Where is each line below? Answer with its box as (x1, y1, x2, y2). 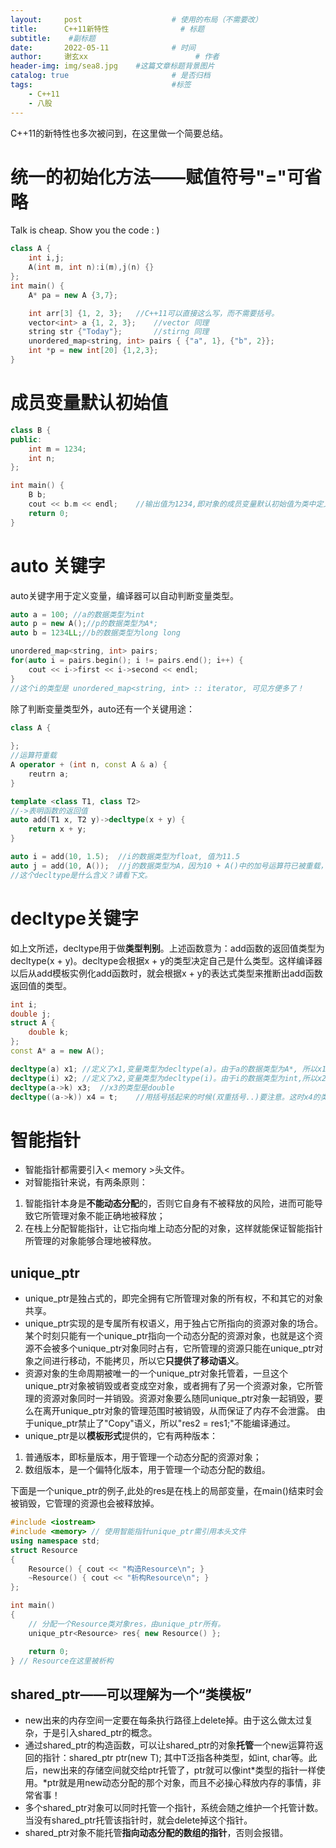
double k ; (28, 1027, 70, 1038)
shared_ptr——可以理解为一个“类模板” (10, 1686, 252, 1703)
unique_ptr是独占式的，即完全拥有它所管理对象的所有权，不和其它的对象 (24, 1292, 324, 1305)
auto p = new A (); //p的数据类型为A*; (10, 619, 159, 629)
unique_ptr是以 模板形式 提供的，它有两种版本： (24, 1430, 219, 1442)
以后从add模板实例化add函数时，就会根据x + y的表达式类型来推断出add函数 (10, 967, 323, 979)
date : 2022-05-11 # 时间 (10, 42, 196, 53)
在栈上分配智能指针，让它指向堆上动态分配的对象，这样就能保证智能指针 (24, 1222, 323, 1235)
